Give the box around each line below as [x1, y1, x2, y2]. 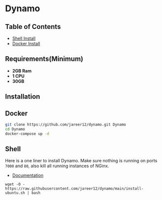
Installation [5, 93, 40, 101]
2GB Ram [12, 68, 32, 74]
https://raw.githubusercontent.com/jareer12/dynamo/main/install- [5, 186, 144, 191]
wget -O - [5, 182, 26, 187]
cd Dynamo [5, 126, 26, 131]
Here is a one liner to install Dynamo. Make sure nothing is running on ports [5, 158, 158, 164]
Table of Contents [5, 23, 61, 31]
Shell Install [12, 35, 36, 41]
